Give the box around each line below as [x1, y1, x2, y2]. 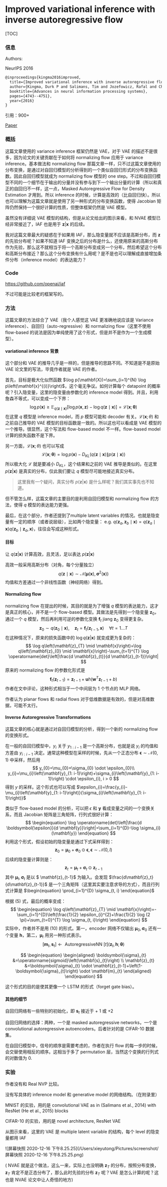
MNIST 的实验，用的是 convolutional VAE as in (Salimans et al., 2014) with [5, 1102, 157, 1108]
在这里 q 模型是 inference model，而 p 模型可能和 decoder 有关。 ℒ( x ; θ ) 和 [5, 414, 159, 420]
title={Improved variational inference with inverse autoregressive [9, 80, 155, 85]
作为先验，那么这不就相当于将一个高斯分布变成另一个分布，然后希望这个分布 [5, 244, 162, 250]
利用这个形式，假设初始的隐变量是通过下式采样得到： [5, 839, 114, 845]
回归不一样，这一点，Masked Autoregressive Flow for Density [18, 186, 145, 192]
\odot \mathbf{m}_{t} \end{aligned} [79, 968, 152, 974]
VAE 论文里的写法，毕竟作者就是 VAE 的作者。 [5, 366, 100, 372]
